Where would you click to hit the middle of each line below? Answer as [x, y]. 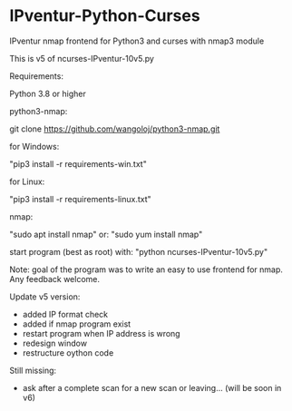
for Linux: [27, 181]
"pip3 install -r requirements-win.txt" [78, 163]
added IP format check [65, 314]
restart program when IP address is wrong [101, 333]
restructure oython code [68, 352]
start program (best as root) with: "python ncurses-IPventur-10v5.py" [139, 251]
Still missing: [33, 370]
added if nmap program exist [77, 324]
